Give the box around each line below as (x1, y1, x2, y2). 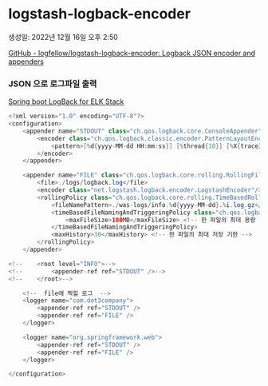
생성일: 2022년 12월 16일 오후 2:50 (8, 32, 118, 42)
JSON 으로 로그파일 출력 (8, 78, 97, 89)
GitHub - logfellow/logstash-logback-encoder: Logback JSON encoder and (8, 48, 256, 58)
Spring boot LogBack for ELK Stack (8, 97, 124, 106)
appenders (8, 57, 44, 66)
